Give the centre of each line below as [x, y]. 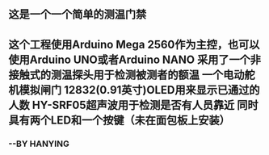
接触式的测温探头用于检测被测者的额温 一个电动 [126, 75]
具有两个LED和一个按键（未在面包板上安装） [119, 120]
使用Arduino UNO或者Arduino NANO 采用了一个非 [134, 59]
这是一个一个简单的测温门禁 [78, 15]
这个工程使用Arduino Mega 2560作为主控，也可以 [134, 44]
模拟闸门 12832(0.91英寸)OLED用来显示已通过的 [139, 90]
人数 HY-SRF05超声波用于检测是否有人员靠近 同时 [133, 105]
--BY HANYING [39, 144]
